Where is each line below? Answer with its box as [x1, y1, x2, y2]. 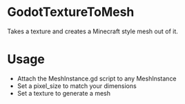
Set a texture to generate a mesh [17, 89, 110, 97]
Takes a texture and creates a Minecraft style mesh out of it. [7, 27, 178, 35]
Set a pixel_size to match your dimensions [17, 81, 137, 90]
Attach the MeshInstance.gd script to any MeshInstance [17, 74, 177, 83]
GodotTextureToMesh [7, 4, 135, 20]
